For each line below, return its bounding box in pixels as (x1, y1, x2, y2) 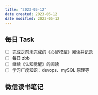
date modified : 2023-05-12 (5, 16, 60, 21)
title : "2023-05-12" (5, 7, 47, 12)
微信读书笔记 (5, 83, 44, 91)
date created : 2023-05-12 (5, 12, 57, 16)
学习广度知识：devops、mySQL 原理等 (12, 67, 90, 73)
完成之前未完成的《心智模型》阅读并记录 (12, 49, 93, 55)
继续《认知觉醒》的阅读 (12, 61, 59, 67)
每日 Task (5, 35, 34, 44)
